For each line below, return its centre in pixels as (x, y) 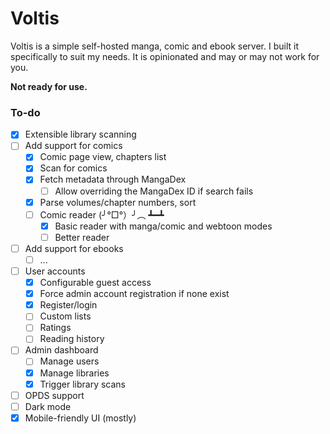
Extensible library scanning (80, 134)
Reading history (72, 339)
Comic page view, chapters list (103, 157)
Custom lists (65, 316)
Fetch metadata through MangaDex (113, 179)
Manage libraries (74, 373)
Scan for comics (73, 168)
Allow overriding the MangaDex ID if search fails (154, 191)
